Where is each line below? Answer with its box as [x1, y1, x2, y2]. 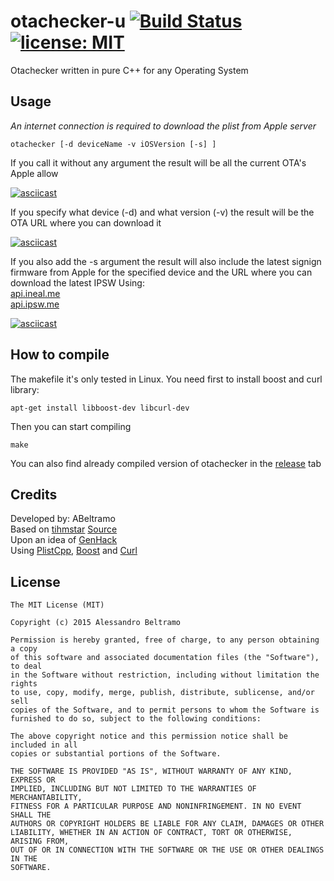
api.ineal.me [10, 287, 61, 299]
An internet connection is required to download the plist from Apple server [10, 120, 317, 132]
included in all [10, 740, 78, 750]
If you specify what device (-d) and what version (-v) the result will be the [10, 206, 315, 218]
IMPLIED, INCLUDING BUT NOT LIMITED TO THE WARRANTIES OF [10, 784, 257, 794]
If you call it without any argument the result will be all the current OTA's [10, 156, 307, 169]
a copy [10, 644, 38, 654]
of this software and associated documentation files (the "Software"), [10, 653, 320, 663]
